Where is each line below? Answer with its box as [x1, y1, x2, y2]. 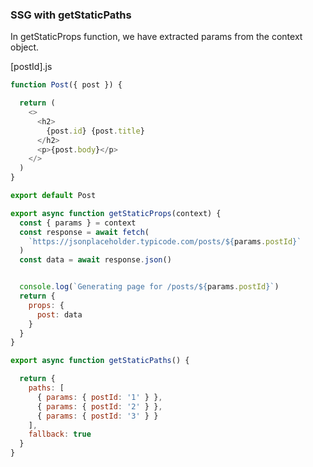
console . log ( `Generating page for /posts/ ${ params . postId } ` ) [19, 282, 280, 292]
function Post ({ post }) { [10, 80, 123, 90]
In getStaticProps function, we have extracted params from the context [10, 31, 303, 43]
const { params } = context [19, 218, 137, 228]
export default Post [10, 191, 97, 201]
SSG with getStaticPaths [10, 8, 132, 22]
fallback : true [28, 429, 92, 440]
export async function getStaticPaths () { [10, 356, 190, 366]
